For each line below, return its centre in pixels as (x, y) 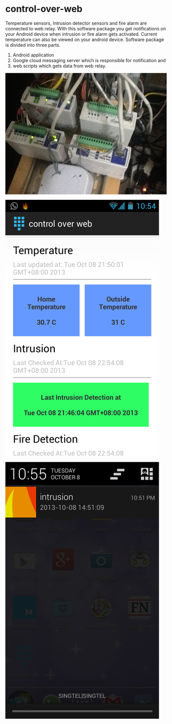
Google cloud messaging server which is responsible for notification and (89, 60)
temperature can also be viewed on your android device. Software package (85, 40)
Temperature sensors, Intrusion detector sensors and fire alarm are (76, 23)
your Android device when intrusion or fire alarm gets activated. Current (81, 34)
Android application (34, 55)
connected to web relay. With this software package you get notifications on (86, 28)
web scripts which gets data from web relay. (59, 66)
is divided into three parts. (33, 45)
